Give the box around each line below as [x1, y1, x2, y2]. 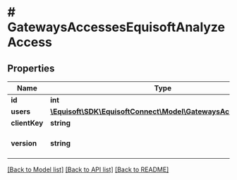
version [11, 138, 37, 148]
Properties [7, 62, 55, 74]
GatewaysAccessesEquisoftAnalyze [7, 19, 226, 35]
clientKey [11, 118, 44, 128]
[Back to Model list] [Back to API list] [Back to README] [7, 165, 169, 174]
